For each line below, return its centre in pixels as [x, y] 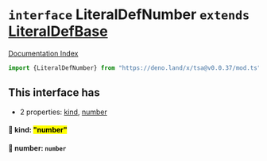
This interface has [54, 93]
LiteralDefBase [58, 31]
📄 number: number [37, 148]
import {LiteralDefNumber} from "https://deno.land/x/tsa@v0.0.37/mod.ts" [135, 68]
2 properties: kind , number [63, 112]
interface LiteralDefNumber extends [129, 15]
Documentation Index [43, 53]
